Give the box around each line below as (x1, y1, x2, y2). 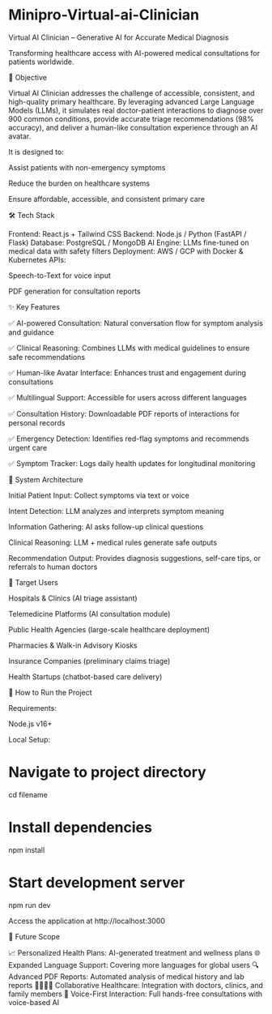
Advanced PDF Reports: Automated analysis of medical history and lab (8, 971, 244, 982)
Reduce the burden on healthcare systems (8, 178, 151, 188)
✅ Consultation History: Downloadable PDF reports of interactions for (8, 409, 240, 418)
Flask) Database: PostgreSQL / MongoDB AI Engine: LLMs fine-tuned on (8, 237, 249, 247)
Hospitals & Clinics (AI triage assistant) (8, 593, 138, 603)
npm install (8, 845, 45, 854)
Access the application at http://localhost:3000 (8, 916, 166, 926)
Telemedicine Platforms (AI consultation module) (8, 609, 171, 618)
